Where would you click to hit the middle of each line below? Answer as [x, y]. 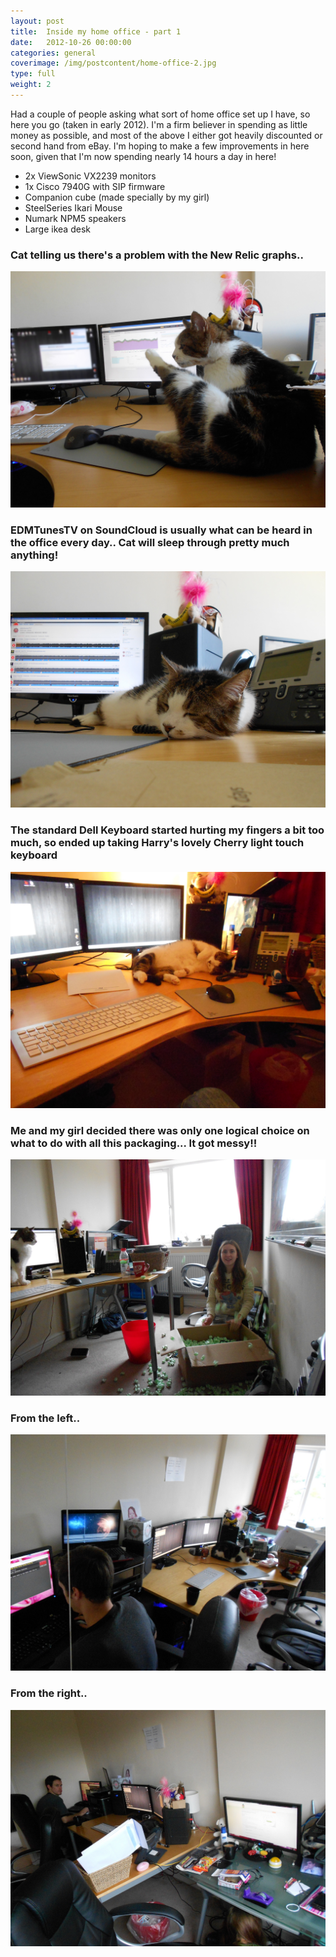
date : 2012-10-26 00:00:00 [71, 42]
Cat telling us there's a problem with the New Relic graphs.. [157, 255]
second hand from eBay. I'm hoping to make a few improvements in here [160, 146]
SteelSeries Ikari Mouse [73, 207]
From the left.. [45, 1418]
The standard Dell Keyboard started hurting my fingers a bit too [167, 830]
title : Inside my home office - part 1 [96, 31]
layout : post [37, 21]
